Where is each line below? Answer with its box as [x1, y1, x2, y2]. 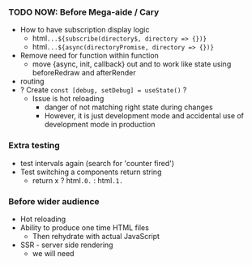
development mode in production [44, 120, 156, 130]
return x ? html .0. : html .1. [32, 175, 123, 185]
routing [19, 76, 45, 87]
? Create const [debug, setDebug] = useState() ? [19, 85, 187, 95]
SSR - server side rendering [19, 240, 113, 250]
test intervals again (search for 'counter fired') [19, 158, 175, 168]
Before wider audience [8, 195, 100, 207]
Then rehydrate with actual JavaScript [32, 231, 160, 241]
